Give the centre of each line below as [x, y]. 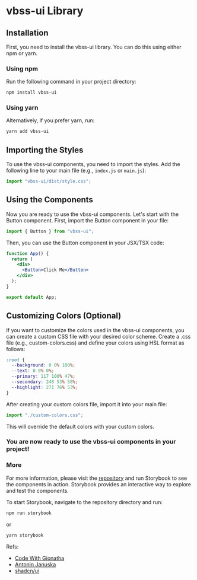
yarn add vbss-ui [28, 132]
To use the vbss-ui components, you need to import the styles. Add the [93, 164]
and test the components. [38, 490]
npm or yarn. [22, 53]
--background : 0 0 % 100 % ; [44, 365]
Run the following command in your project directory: [71, 82]
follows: [16, 349]
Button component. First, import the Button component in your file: [88, 220]
